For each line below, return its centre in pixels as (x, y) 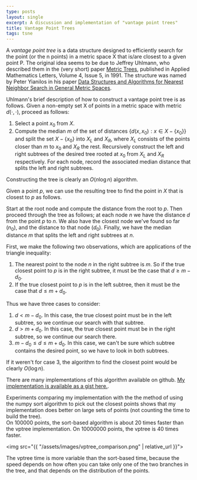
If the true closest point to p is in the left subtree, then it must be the (97, 285)
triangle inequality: (29, 253)
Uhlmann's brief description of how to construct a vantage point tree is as (96, 99)
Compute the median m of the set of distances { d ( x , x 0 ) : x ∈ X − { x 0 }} (101, 132)
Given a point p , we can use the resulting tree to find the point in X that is (95, 191)
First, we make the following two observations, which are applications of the (99, 246)
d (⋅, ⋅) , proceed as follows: (38, 112)
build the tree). (24, 416)
